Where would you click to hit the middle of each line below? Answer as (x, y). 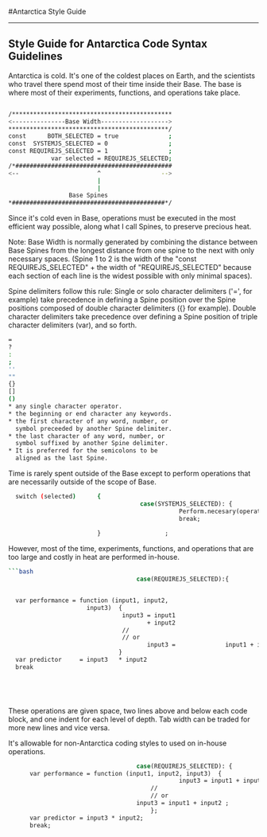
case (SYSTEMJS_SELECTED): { (186, 504)
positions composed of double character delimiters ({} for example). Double (132, 308)
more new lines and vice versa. (59, 727)
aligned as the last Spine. (62, 458)
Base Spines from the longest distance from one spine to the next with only (132, 251)
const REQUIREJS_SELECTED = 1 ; (90, 151)
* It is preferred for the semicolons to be (83, 451)
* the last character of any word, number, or (87, 436)
